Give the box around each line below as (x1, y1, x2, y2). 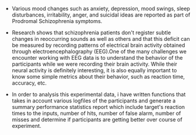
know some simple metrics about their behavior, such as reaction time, (11, 73, 185, 80)
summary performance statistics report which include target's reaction (11, 104, 185, 110)
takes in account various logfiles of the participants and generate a (11, 97, 176, 104)
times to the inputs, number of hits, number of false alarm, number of (11, 110, 181, 117)
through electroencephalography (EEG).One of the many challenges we (11, 48, 187, 55)
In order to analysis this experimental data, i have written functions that (11, 91, 186, 98)
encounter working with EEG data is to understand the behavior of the (11, 54, 183, 61)
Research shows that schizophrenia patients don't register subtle (11, 29, 171, 36)
